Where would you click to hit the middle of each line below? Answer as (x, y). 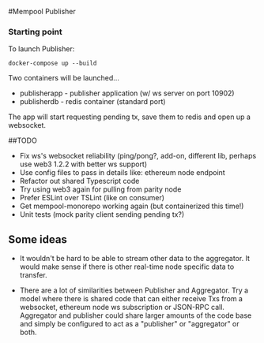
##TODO (23, 140)
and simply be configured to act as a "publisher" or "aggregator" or (129, 324)
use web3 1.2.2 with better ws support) (83, 164)
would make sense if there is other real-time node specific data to (127, 267)
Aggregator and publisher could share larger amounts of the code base (136, 315)
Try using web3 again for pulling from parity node (100, 189)
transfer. (33, 275)
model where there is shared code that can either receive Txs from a (131, 299)
